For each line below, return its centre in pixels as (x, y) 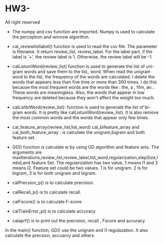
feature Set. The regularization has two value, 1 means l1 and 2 (95, 162)
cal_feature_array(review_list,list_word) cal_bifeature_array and (76, 127)
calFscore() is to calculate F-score (47, 201)
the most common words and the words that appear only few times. (81, 117)
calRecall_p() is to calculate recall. (47, 192)
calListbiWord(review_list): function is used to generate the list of (78, 107)
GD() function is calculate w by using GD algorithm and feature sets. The (86, 147)
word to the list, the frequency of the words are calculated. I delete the (83, 77)
